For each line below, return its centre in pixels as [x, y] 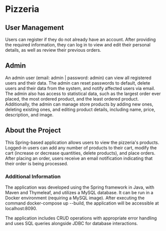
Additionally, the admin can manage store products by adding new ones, [79, 104]
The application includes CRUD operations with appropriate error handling [81, 218]
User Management [35, 28]
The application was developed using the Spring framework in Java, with [80, 187]
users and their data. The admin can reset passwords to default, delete [78, 83]
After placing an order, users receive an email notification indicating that [79, 158]
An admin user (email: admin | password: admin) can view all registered [78, 78]
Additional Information [33, 176]
